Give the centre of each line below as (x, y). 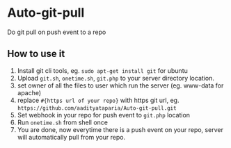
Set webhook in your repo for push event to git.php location (103, 115)
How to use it (36, 54)
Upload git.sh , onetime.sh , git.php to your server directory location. (115, 78)
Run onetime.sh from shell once (63, 122)
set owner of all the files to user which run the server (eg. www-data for (120, 85)
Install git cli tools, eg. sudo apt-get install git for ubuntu (102, 70)
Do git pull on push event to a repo (57, 32)
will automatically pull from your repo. (71, 137)
